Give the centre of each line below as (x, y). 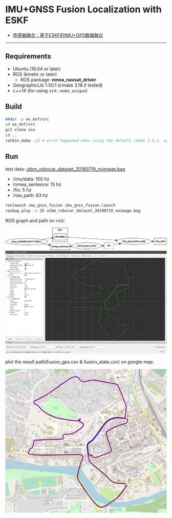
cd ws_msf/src (20, 125)
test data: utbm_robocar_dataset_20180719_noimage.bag (65, 169)
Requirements (28, 57)
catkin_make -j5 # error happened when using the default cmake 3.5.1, (83, 141)
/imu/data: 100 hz (31, 179)
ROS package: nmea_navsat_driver (58, 79)
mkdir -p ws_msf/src (27, 119)
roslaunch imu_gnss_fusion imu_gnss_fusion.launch (60, 205)
